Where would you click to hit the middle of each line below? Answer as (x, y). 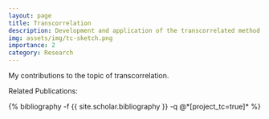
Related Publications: (43, 91)
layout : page (30, 16)
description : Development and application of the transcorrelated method (134, 30)
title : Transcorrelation (50, 23)
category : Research (41, 53)
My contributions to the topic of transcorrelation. (89, 75)
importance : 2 (32, 46)
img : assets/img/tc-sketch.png (61, 38)
